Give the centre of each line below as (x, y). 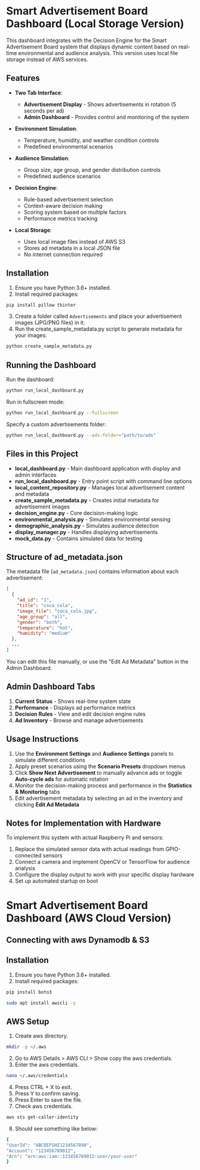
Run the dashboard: (30, 380)
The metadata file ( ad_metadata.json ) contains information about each (93, 572)
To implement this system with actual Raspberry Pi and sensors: (85, 838)
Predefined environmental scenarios (68, 146)
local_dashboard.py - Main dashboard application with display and (98, 468)
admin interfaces (36, 475)
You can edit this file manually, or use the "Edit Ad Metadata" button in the (97, 661)
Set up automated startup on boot (56, 881)
